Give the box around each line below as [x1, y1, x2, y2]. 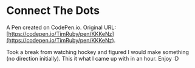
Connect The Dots [6, 4, 100, 18]
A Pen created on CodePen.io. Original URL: [6, 24, 117, 31]
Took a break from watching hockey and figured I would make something [6, 48, 190, 55]
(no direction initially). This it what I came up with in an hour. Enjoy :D [6, 55, 179, 62]
